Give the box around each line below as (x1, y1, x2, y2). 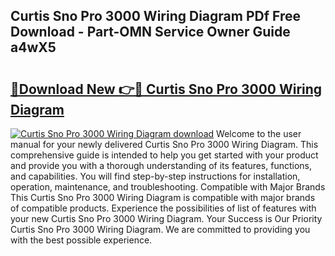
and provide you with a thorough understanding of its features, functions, (10, 160, 313, 171)
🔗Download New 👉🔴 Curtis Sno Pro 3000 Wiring (10, 80, 323, 98)
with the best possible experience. (10, 234, 153, 246)
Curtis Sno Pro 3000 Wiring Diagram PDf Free (10, 8, 301, 25)
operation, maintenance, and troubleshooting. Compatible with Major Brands (10, 181, 326, 193)
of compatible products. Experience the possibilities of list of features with (10, 202, 317, 214)
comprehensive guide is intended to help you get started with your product (10, 149, 319, 161)
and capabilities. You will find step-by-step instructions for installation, (10, 170, 301, 182)
